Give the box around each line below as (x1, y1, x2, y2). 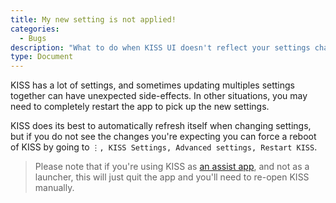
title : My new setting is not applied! (10, 14, 177, 25)
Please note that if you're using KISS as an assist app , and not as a (34, 161, 310, 173)
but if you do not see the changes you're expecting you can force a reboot (10, 131, 317, 143)
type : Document (10, 52, 74, 62)
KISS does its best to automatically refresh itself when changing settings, (10, 120, 312, 132)
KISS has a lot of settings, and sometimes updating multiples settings (10, 79, 296, 91)
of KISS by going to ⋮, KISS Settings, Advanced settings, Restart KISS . (10, 141, 318, 153)
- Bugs (19, 33, 47, 43)
